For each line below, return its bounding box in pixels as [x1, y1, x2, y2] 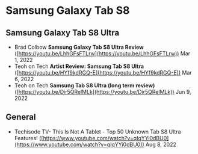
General [5, 112, 37, 122]
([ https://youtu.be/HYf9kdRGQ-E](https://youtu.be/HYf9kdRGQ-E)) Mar [14, 69, 192, 76]
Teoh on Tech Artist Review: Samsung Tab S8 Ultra [14, 63, 144, 70]
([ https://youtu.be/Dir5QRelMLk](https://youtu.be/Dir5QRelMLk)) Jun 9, [14, 88, 191, 95]
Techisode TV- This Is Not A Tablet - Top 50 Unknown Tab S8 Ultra [14, 128, 181, 135]
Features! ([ [14, 134, 43, 141]
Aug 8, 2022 [146, 141, 177, 148]
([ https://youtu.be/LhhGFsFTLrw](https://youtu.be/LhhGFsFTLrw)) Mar [14, 50, 191, 57]
